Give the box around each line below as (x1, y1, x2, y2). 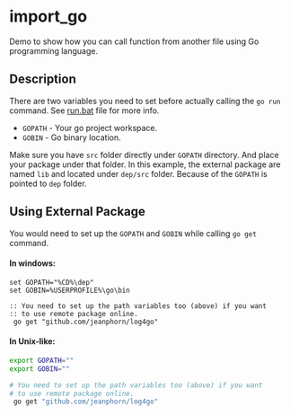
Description (9, 72, 76, 87)
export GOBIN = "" (9, 364, 70, 374)
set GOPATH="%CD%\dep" (9, 278, 94, 287)
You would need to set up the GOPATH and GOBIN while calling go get (9, 227, 258, 239)
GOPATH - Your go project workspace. (22, 122, 158, 133)
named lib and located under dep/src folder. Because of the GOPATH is (9, 168, 268, 179)
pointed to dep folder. (9, 178, 87, 189)
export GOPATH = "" (9, 356, 75, 365)
